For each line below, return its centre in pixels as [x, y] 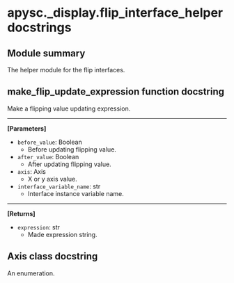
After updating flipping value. [69, 164]
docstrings [39, 27]
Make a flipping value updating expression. [69, 108]
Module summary [46, 53]
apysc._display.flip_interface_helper [115, 13]
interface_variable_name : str [59, 186]
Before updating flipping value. [72, 149]
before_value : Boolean [49, 142]
